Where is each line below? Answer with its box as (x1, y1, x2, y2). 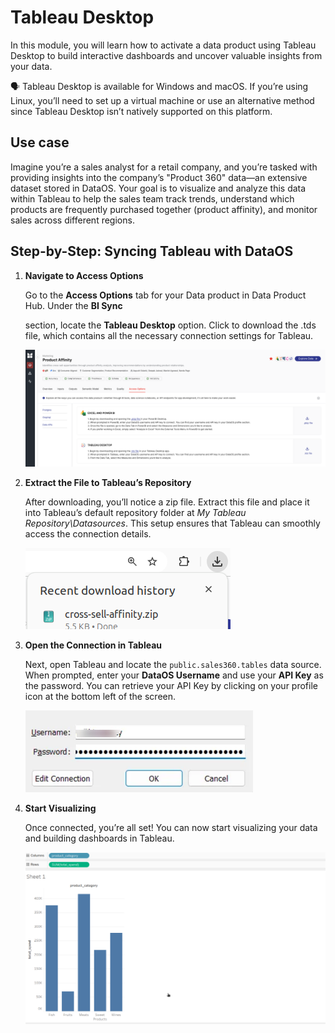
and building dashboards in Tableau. (24, 832, 175, 845)
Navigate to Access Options (24, 269, 144, 281)
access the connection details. (24, 528, 152, 540)
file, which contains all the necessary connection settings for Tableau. (24, 329, 314, 341)
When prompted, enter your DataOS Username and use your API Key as (24, 669, 324, 681)
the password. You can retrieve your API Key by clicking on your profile (24, 680, 318, 692)
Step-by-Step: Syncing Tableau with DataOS (10, 243, 294, 260)
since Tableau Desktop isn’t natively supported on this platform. (10, 105, 273, 117)
